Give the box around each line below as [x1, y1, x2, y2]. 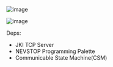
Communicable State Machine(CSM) [15, 54, 108, 61]
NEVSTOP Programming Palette [15, 48, 95, 55]
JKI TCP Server [15, 41, 54, 48]
